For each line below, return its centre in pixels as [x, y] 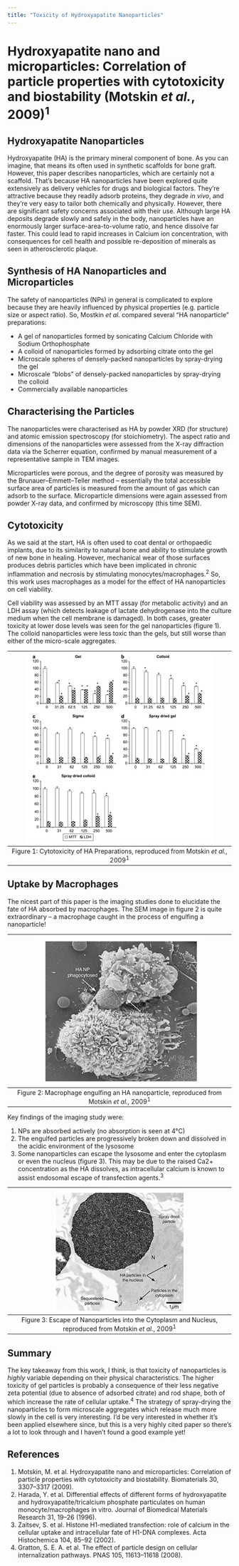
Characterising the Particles [71, 412]
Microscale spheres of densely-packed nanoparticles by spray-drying [120, 359]
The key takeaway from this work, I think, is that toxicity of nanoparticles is [117, 1370]
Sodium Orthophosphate [54, 344]
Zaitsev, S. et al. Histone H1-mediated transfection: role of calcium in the [123, 1525]
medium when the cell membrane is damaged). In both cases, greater [109, 618]
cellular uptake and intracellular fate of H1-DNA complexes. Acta [112, 1532]
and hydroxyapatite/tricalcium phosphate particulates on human [111, 1502]
